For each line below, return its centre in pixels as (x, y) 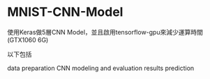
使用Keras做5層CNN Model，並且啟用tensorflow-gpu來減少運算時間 (105, 32)
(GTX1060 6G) (28, 39)
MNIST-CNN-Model (65, 12)
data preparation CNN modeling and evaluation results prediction (101, 68)
